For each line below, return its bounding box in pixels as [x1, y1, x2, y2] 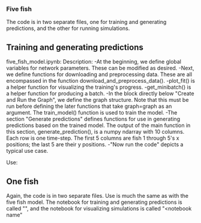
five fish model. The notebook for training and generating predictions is [6, 198, 182, 206]
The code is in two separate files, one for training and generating [6, 19, 167, 26]
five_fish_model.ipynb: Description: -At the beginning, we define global [6, 58, 182, 65]
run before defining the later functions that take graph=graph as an [6, 103, 172, 110]
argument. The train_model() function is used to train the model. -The [6, 109, 178, 116]
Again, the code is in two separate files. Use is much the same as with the [6, 192, 189, 199]
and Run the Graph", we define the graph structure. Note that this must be [6, 97, 189, 104]
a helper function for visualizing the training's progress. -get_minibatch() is [6, 83, 191, 91]
